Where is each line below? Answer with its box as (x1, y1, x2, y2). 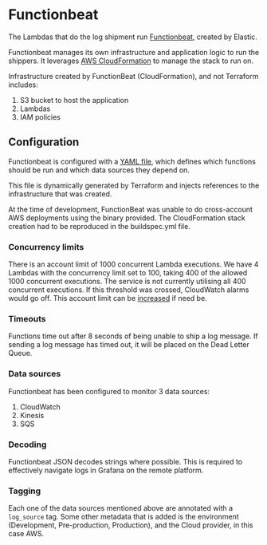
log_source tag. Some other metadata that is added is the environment (8, 512, 239, 522)
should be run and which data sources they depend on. (8, 165, 190, 175)
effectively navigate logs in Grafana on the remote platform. (8, 465, 204, 475)
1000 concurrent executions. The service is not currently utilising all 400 (8, 277, 246, 286)
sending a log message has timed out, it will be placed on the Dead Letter (8, 340, 249, 350)
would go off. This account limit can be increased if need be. (8, 294, 207, 303)
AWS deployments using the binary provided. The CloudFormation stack (8, 213, 245, 223)
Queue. (8, 349, 33, 358)
